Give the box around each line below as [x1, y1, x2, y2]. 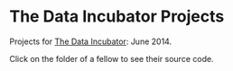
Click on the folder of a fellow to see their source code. [9, 53, 214, 64]
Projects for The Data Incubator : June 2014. [9, 36, 172, 47]
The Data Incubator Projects [9, 6, 225, 27]
